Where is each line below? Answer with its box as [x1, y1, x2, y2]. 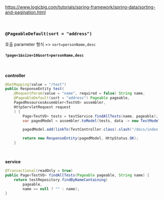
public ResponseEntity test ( [5, 87, 64, 91]
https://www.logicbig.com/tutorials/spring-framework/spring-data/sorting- [5, 4, 156, 10]
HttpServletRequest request [14, 105, 71, 110]
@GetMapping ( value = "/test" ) [5, 82, 67, 87]
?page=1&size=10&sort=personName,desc [5, 53, 84, 58]
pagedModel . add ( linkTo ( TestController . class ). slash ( [22, 127, 132, 132]
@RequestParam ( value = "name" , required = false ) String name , [14, 91, 145, 96]
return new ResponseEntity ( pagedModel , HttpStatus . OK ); [22, 136, 139, 141]
